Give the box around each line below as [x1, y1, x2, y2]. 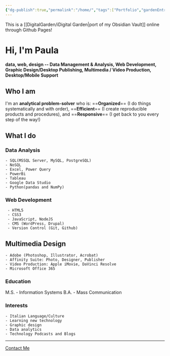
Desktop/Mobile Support [5, 72, 59, 79]
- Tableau [5, 175, 26, 181]
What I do [5, 131, 36, 140]
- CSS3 [7, 212, 22, 218]
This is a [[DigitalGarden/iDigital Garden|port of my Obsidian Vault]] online [5, 21, 159, 27]
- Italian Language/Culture [5, 313, 65, 318]
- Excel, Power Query [5, 167, 51, 172]
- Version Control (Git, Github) [7, 226, 78, 231]
